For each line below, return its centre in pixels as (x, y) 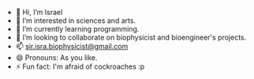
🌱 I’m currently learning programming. (77, 29)
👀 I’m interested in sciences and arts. (76, 21)
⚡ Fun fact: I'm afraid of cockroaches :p (80, 66)
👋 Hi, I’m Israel (39, 12)
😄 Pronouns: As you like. (56, 58)
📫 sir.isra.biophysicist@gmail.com (72, 46)
